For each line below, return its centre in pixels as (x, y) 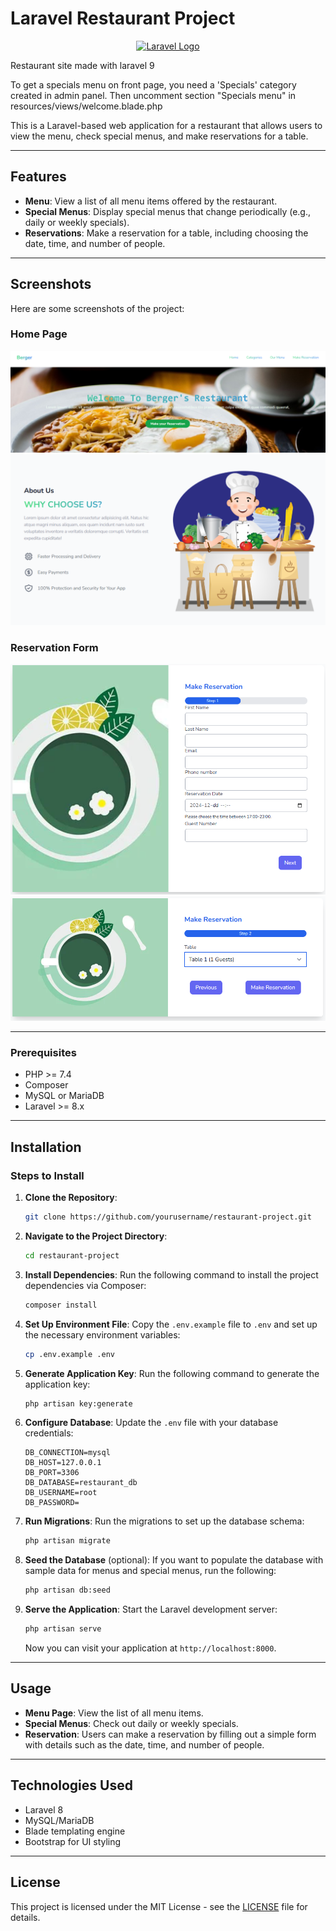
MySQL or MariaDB (64, 1096)
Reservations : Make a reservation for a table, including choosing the (166, 233)
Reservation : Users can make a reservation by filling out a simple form (170, 1734)
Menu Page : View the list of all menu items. (114, 1713)
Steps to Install (47, 1175)
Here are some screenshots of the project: (97, 308)
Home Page (39, 334)
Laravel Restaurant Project (123, 18)
